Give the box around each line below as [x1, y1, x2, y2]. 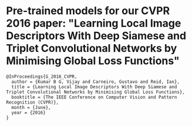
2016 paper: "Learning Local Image [6, 16, 181, 30]
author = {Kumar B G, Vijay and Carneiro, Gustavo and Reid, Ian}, [11, 78, 180, 85]
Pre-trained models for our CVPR [6, 4, 170, 18]
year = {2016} [11, 110, 46, 115]
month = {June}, [11, 104, 51, 110]
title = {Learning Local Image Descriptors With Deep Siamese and [11, 84, 177, 89]
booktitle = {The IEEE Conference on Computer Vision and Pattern [11, 94, 177, 100]
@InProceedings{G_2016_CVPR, [6, 74, 78, 79]
